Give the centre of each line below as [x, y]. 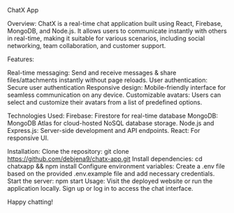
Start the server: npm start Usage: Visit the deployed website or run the [110, 181]
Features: [21, 59]
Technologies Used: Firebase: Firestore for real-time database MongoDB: [113, 116]
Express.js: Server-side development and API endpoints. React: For [104, 131]
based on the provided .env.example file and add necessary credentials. [111, 174]
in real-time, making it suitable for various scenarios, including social [106, 38]
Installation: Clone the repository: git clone [68, 151]
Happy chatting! [30, 202]
